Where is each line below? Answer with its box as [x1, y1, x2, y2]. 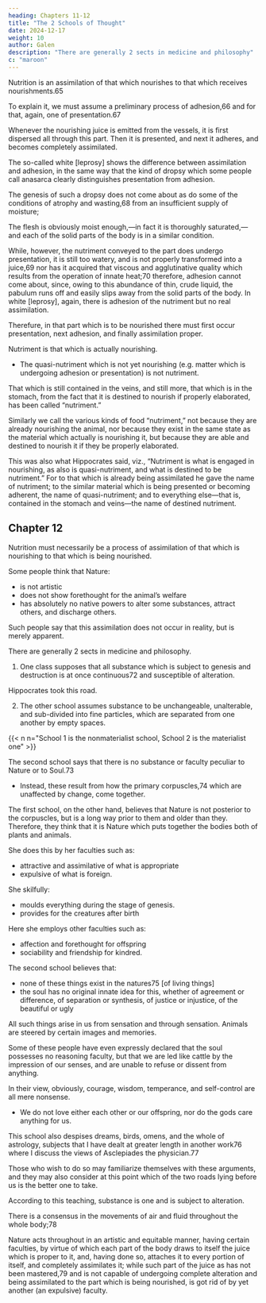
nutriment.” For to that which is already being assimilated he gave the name [8, 473, 255, 483]
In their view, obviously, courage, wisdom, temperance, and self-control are [8, 1083, 256, 1093]
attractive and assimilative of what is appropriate [19, 861, 179, 870]
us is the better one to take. [8, 1180, 98, 1189]
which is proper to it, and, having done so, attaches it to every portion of [8, 1251, 245, 1261]
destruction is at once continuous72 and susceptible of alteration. [19, 670, 235, 680]
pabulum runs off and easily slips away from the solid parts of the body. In [8, 287, 252, 298]
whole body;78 [8, 1220, 57, 1229]
